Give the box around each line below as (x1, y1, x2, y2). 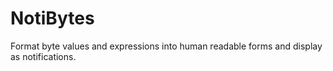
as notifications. (10, 50, 77, 62)
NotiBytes (10, 7, 95, 30)
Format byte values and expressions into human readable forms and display (10, 40, 323, 52)
